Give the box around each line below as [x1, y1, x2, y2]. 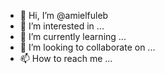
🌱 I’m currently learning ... [19, 31, 127, 42]
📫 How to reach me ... [19, 53, 113, 64]
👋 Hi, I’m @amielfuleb [19, 10, 109, 21]
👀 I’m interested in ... [19, 20, 105, 32]
